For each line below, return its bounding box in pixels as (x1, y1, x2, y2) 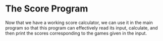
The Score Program (5, 3, 88, 14)
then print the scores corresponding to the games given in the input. (5, 30, 147, 36)
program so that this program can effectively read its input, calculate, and (5, 24, 158, 30)
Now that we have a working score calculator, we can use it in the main (5, 19, 153, 25)
